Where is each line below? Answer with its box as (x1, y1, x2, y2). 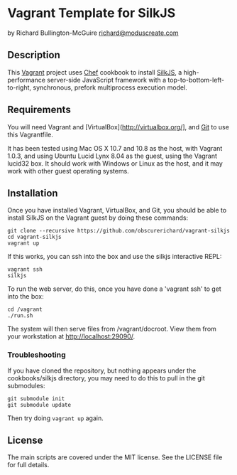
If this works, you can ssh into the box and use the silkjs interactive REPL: (7, 252, 222, 261)
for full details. (7, 461, 50, 469)
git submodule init (7, 395, 65, 402)
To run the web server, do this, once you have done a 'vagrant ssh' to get (7, 284, 221, 293)
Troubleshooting (7, 350, 66, 360)
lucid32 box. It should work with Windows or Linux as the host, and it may (7, 159, 224, 168)
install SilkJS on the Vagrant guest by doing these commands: (7, 213, 189, 222)
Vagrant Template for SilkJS (7, 5, 176, 21)
